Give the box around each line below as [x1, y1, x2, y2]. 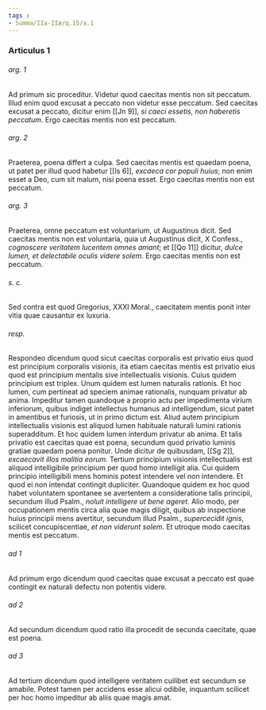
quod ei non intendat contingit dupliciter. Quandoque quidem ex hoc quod [8, 480, 250, 489]
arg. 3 [8, 201, 28, 210]
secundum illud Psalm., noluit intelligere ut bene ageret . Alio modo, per [8, 497, 240, 507]
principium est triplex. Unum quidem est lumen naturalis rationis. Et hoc [8, 379, 242, 388]
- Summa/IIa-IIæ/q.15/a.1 [8, 19, 94, 27]
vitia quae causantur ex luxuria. [8, 311, 111, 320]
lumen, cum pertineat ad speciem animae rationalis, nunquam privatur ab [8, 387, 248, 397]
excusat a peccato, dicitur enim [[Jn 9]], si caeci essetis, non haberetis [8, 106, 241, 116]
